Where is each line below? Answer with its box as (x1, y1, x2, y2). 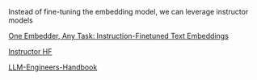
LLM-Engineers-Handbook (8, 62, 98, 72)
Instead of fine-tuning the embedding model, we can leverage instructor (8, 7, 249, 16)
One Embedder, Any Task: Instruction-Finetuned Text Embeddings (8, 32, 229, 40)
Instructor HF (8, 47, 53, 56)
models (8, 15, 34, 25)
